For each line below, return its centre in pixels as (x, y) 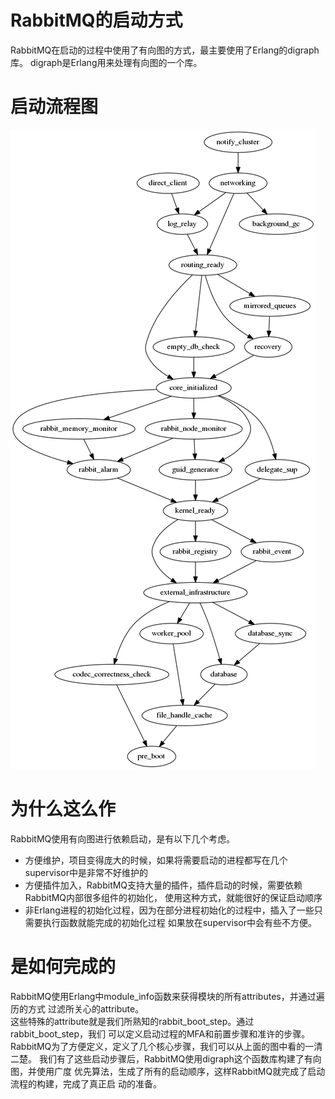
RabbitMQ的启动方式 (96, 20)
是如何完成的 (63, 967)
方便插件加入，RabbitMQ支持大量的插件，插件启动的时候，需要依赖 (163, 885)
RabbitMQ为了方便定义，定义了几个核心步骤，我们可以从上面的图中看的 (158, 1046)
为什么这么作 (63, 809)
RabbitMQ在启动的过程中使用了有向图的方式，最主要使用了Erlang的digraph (165, 50)
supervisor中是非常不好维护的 (86, 872)
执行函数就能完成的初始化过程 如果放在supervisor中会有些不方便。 (179, 922)
